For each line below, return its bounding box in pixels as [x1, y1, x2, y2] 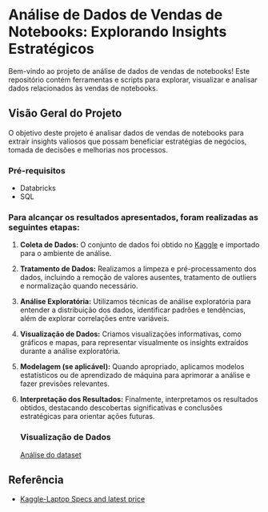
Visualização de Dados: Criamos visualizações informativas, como [19, 329, 242, 339]
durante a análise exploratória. [19, 347, 121, 356]
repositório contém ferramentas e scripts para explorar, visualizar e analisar [8, 75, 258, 84]
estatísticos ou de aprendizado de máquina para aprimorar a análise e [19, 371, 250, 380]
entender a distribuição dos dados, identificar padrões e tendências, [19, 305, 246, 315]
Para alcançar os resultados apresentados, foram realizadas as [8, 211, 258, 222]
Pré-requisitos [8, 165, 66, 176]
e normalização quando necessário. [19, 281, 138, 291]
